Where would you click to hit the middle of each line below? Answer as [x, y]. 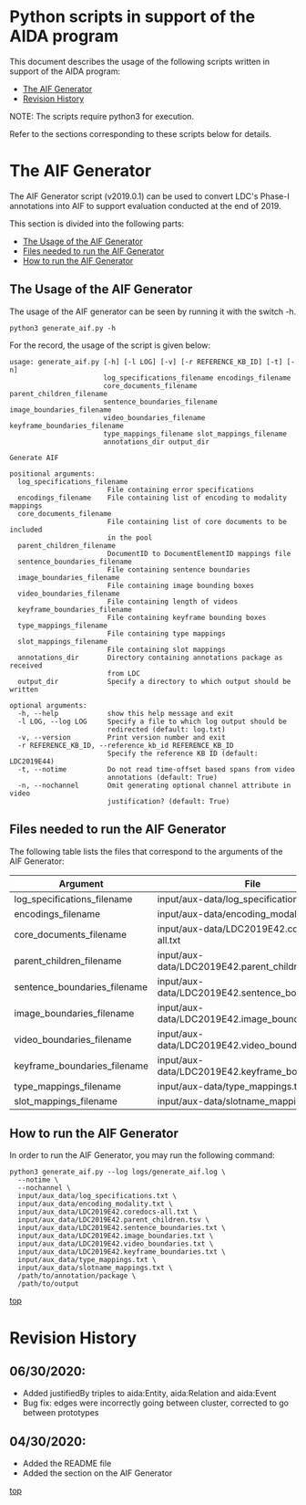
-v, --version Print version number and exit [122, 737]
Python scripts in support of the [133, 17]
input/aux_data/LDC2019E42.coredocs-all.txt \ [107, 1212]
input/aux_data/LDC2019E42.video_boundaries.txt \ [116, 1244]
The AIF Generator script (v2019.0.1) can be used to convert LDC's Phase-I [149, 196]
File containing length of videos [173, 601]
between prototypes [61, 1413]
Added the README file [67, 1464]
